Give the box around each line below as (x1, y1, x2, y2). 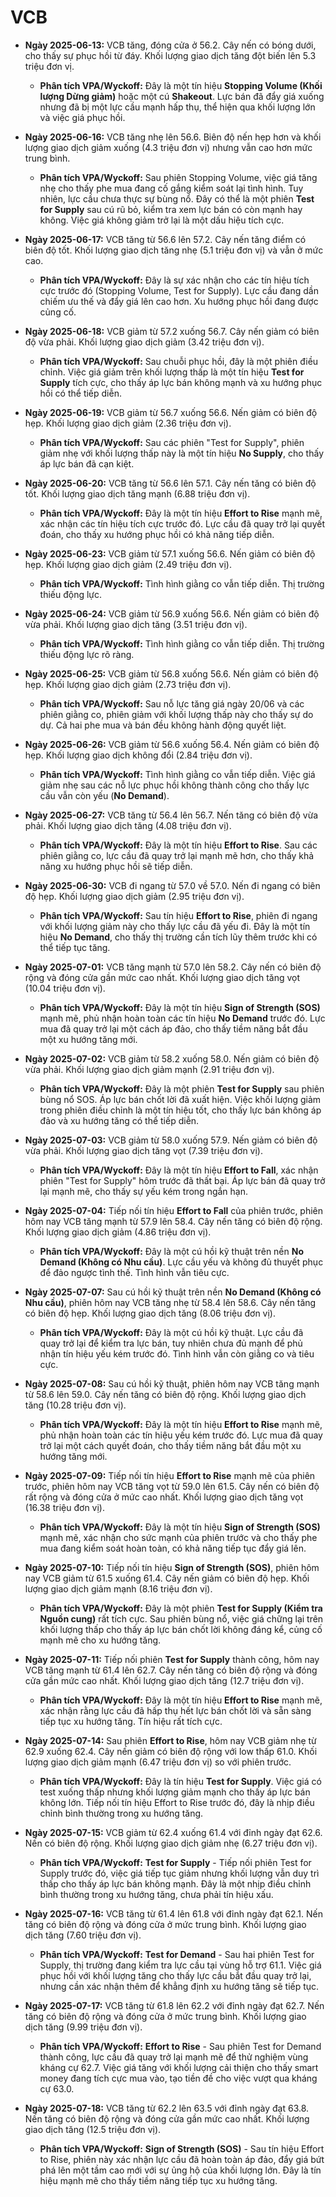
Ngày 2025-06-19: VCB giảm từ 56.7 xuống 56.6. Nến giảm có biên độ (24, 406, 318, 418)
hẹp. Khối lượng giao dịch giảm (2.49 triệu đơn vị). (24, 558, 232, 570)
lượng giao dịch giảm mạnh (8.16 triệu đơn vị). (24, 1582, 213, 1595)
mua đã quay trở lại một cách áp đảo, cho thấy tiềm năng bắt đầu (39, 1022, 308, 1035)
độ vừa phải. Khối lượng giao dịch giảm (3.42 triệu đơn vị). (24, 336, 265, 348)
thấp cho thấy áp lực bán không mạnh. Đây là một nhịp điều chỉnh (39, 1877, 312, 1890)
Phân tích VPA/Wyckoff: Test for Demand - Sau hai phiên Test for (39, 1948, 315, 1960)
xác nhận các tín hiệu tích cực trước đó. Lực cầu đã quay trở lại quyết (39, 517, 325, 530)
